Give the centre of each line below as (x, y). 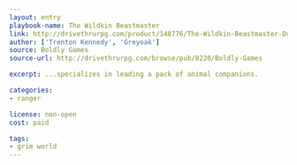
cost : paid (29, 123)
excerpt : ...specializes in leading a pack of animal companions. (134, 75)
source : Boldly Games (49, 50)
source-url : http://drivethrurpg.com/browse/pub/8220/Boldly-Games (136, 58)
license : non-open (43, 114)
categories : (31, 90)
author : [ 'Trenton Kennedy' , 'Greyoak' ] (85, 42)
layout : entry (35, 17)
